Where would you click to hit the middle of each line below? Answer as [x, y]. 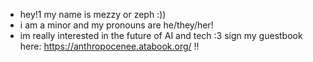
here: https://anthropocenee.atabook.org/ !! [109, 46]
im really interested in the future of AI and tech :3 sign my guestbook [161, 35]
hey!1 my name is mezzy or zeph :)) [93, 14]
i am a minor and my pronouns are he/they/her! [116, 25]
